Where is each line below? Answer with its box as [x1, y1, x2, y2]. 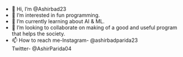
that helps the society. [11, 30, 65, 37]
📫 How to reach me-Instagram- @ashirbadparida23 [11, 37, 139, 44]
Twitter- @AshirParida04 [11, 45, 72, 52]
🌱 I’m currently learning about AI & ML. [11, 18, 105, 24]
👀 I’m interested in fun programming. [11, 12, 101, 19]
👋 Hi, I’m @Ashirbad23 [11, 6, 67, 12]
